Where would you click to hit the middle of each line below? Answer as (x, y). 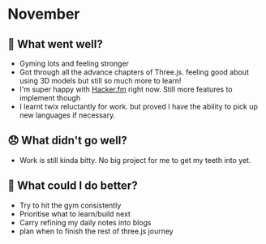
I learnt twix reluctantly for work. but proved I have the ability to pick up (139, 107)
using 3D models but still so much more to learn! (100, 81)
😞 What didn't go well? (67, 141)
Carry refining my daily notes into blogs (85, 222)
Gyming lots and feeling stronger (74, 63)
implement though (50, 98)
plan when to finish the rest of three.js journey (96, 231)
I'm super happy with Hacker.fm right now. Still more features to (126, 89)
